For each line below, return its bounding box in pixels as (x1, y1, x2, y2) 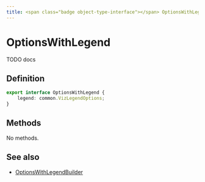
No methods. (6, 134, 39, 142)
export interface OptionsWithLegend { (6, 89, 105, 96)
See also (6, 152, 40, 162)
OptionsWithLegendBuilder (15, 168, 84, 175)
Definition (6, 73, 45, 83)
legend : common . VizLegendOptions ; (17, 96, 105, 102)
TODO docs (6, 56, 36, 63)
